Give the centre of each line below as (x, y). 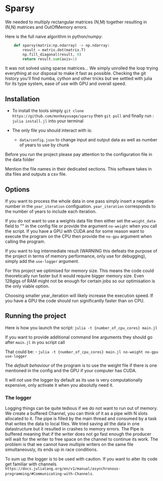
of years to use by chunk (44, 145)
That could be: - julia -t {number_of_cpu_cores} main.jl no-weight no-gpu (82, 352)
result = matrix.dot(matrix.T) (54, 50)
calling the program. (25, 241)
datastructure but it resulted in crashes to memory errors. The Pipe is (74, 429)
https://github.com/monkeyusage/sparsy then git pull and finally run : (83, 116)
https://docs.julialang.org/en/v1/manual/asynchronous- (63, 469)
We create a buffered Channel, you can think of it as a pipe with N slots (76, 413)
